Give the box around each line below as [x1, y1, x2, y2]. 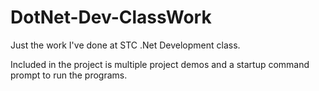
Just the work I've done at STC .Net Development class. [10, 39, 241, 51]
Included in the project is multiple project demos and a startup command [10, 58, 310, 70]
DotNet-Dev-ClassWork [10, 6, 212, 29]
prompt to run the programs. [10, 69, 128, 81]
